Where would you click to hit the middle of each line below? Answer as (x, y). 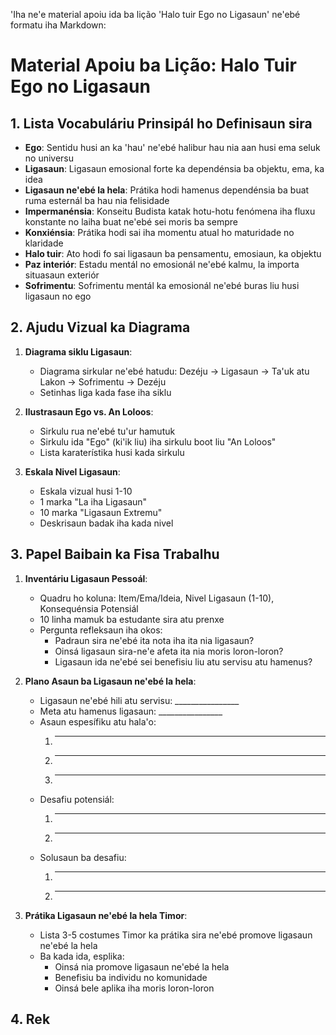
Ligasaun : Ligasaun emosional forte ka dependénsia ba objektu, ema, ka (174, 168)
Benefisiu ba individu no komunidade (131, 977)
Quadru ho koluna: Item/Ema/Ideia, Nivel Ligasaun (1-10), (157, 598)
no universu (49, 158)
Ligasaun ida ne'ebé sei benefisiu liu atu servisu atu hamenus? (183, 661)
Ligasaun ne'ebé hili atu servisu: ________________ (139, 700)
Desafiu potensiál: (77, 799)
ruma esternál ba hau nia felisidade (97, 200)
